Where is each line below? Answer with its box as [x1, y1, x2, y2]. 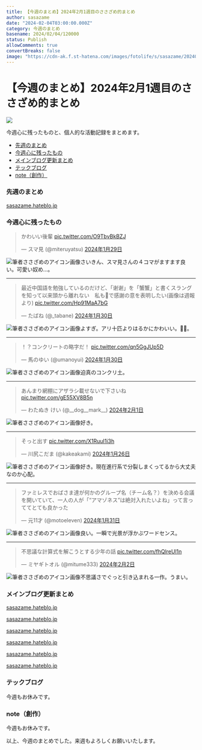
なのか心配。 [6, 471, 38, 478]
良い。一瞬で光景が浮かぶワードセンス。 [80, 529, 181, 537]
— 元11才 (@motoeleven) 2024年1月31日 [20, 517, 120, 524]
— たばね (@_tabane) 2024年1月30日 [20, 312, 113, 319]
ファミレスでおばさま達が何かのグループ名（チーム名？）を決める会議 [20, 489, 195, 496]
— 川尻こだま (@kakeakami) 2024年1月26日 [20, 450, 130, 457]
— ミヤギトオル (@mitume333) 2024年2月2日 [20, 561, 135, 568]
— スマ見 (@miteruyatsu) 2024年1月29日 [20, 246, 123, 253]
